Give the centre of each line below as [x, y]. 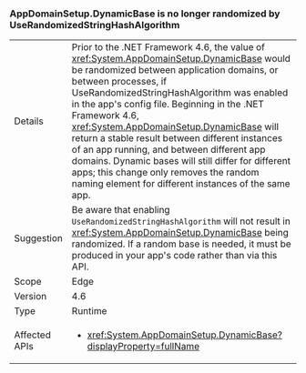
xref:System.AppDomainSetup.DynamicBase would [181, 59]
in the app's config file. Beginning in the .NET [168, 105]
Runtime [89, 311]
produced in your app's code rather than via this [174, 256]
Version [31, 297]
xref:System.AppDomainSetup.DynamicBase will [175, 127]
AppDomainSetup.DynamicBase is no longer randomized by [145, 14]
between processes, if [119, 82]
